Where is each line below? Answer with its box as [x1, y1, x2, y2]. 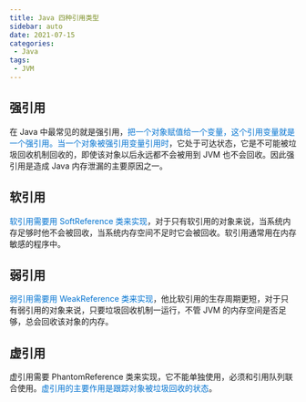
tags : [9, 56, 30, 65]
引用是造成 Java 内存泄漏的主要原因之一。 [9, 160, 168, 171]
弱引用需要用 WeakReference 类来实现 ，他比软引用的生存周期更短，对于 [9, 294, 281, 304]
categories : [9, 38, 55, 48]
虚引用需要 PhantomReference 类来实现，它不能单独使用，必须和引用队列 [9, 371, 285, 383]
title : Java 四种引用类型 [9, 13, 100, 23]
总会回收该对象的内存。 [25, 316, 114, 327]
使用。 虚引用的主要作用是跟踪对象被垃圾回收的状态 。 [16, 383, 217, 394]
